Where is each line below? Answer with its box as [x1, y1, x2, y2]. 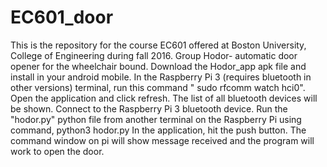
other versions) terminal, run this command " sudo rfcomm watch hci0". [10, 81, 306, 93]
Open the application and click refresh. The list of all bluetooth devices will [10, 92, 318, 104]
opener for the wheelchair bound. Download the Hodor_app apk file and [10, 60, 307, 72]
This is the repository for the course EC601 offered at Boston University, [10, 39, 307, 51]
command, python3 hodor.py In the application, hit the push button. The [10, 124, 307, 136]
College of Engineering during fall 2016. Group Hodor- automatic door [10, 49, 298, 61]
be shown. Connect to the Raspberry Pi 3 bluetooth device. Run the [10, 102, 288, 115]
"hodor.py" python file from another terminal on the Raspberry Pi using [10, 113, 302, 125]
